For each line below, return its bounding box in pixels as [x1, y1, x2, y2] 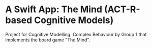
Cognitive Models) [34, 14, 114, 26]
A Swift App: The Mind [5, 4, 103, 15]
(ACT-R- [104, 4, 140, 15]
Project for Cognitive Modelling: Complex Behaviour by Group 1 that [5, 31, 147, 37]
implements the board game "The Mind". [5, 37, 90, 43]
